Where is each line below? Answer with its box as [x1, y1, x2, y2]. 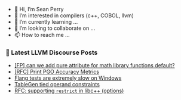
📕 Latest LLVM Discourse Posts [5, 48, 98, 57]
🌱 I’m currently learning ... [14, 18, 78, 25]
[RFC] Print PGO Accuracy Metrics [14, 68, 100, 76]
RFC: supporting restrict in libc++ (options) [14, 87, 124, 95]
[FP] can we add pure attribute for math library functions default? [14, 62, 175, 69]
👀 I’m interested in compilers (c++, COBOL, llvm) [14, 12, 134, 19]
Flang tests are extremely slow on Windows [14, 74, 122, 82]
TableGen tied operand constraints [14, 81, 100, 88]
